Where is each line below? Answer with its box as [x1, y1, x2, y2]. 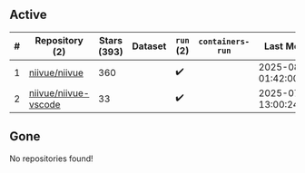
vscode [28, 98, 61, 111]
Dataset [132, 40, 167, 53]
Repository [34, 34, 84, 46]
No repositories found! [9, 153, 93, 164]
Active [9, 7, 47, 23]
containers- [198, 36, 251, 46]
